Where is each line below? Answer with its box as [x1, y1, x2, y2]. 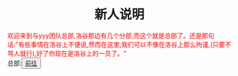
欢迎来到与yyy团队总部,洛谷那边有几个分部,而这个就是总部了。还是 [7, 31, 202, 40]
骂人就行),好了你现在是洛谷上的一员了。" [7, 49, 126, 58]
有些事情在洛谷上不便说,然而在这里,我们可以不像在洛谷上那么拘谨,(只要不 [18, 40, 232, 48]
